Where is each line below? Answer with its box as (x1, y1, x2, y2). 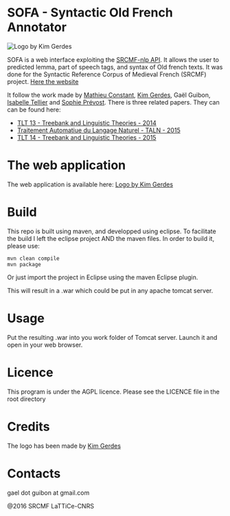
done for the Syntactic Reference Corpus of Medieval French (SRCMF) (7, 70, 207, 78)
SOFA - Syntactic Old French (7, 5, 173, 21)
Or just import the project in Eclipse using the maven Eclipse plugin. (7, 273, 198, 281)
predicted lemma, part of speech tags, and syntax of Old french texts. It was (7, 63, 223, 71)
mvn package (7, 261, 41, 268)
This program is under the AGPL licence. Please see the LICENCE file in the (7, 387, 220, 396)
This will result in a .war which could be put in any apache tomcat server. (7, 286, 214, 294)
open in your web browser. (7, 341, 83, 349)
